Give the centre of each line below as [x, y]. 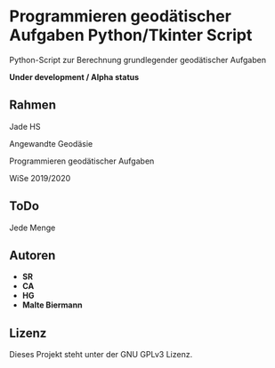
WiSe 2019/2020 [40, 178]
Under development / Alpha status [74, 76]
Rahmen [32, 105]
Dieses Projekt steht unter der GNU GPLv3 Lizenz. [101, 355]
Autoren [32, 255]
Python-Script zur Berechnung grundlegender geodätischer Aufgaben [138, 60]
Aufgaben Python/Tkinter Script [131, 35]
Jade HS [25, 126]
